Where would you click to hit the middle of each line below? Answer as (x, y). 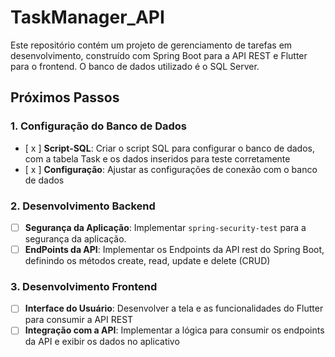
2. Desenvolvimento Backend (83, 206)
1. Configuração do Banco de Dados (98, 126)
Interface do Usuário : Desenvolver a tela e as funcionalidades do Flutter (174, 308)
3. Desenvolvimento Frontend (84, 286)
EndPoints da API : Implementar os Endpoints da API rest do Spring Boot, (174, 249)
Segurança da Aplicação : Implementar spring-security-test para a (165, 227)
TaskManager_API (87, 17)
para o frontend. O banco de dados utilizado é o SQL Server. (135, 66)
